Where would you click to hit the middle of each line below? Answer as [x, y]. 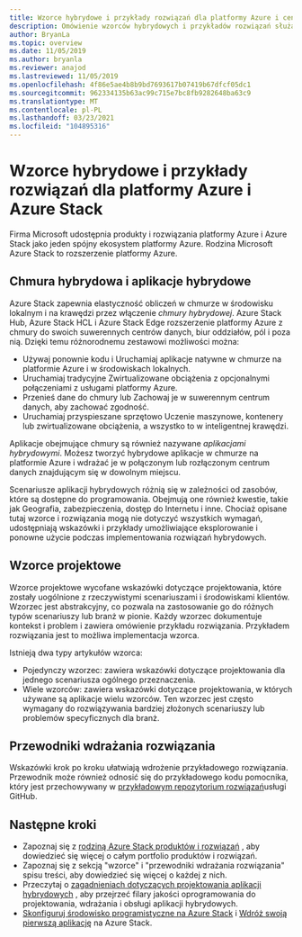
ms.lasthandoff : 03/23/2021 [62, 118]
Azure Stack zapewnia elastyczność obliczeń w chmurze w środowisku [142, 303]
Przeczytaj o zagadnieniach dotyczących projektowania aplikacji [142, 885]
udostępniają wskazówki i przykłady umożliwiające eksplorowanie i [133, 527]
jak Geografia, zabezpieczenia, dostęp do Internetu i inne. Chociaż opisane [148, 509]
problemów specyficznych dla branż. [91, 717]
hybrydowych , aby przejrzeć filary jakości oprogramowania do [139, 894]
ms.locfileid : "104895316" [60, 127]
